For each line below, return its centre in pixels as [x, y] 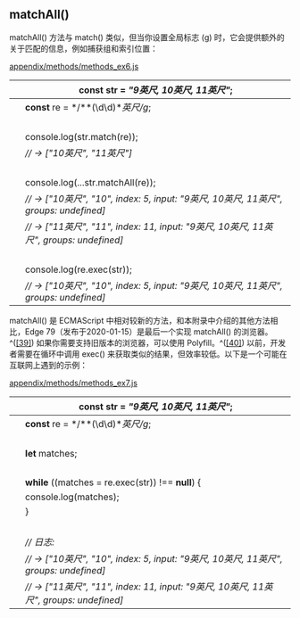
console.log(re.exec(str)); [79, 269]
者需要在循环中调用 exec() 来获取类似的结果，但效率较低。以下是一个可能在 [148, 354]
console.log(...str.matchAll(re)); [91, 182]
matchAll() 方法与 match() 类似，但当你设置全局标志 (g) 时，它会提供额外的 [147, 37]
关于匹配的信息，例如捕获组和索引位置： [83, 48]
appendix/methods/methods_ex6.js [74, 66]
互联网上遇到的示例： [48, 365]
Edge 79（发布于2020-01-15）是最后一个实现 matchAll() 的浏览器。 [149, 331]
